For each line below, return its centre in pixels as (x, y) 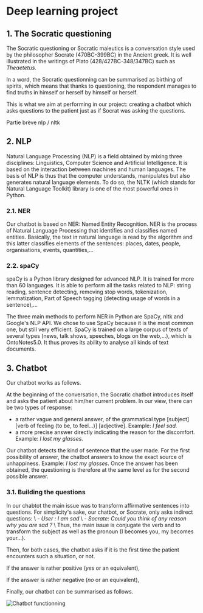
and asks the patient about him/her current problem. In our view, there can (99, 401)
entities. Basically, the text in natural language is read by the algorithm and (99, 237)
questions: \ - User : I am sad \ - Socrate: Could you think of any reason (96, 518)
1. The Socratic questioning (59, 34)
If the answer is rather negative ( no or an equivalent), (73, 580)
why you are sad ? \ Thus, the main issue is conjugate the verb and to (94, 525)
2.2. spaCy (23, 266)
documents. (21, 349)
